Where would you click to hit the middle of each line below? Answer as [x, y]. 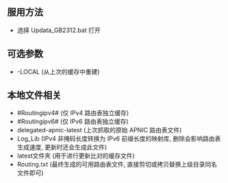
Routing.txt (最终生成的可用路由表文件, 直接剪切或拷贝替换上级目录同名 [117, 164]
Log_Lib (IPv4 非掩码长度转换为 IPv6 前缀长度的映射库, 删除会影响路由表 [119, 138]
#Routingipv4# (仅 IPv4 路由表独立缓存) [73, 113]
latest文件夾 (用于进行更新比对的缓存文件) [76, 156]
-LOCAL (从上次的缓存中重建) [59, 71]
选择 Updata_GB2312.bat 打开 [59, 30]
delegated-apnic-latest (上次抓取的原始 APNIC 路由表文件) [99, 130]
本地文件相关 [34, 96]
